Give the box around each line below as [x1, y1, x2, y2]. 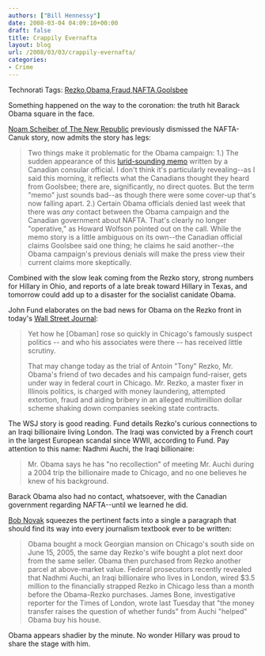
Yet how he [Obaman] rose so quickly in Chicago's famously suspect [27, 328, 253, 338]
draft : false [8, 26, 51, 34]
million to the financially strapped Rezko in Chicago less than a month [27, 581, 255, 591]
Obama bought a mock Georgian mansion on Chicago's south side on [27, 539, 255, 548]
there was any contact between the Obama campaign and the [27, 207, 230, 217]
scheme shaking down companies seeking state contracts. [27, 403, 220, 412]
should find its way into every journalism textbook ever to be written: [8, 524, 232, 533]
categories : [8, 56, 47, 64]
